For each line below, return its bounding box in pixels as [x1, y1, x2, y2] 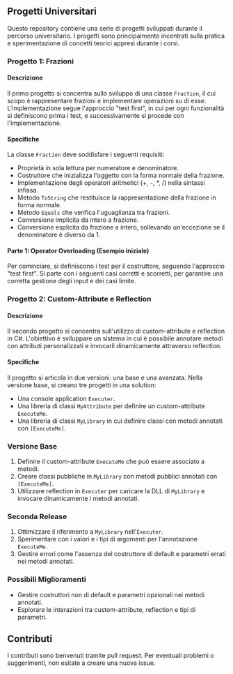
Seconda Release [7, 511, 67, 521]
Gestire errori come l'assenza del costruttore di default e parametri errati [17, 550, 226, 558]
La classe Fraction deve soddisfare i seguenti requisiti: [7, 150, 165, 159]
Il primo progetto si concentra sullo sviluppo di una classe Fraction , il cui [7, 89, 216, 97]
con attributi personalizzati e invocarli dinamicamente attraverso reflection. [7, 342, 223, 350]
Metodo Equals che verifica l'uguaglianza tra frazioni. [17, 209, 170, 217]
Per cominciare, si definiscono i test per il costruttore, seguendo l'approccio [7, 262, 225, 271]
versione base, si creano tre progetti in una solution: [7, 380, 156, 389]
